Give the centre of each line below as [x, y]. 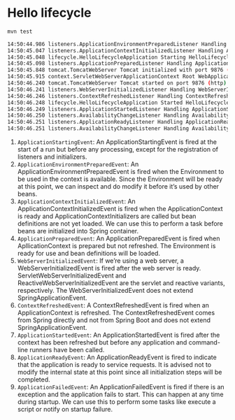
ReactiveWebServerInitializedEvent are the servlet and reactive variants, [121, 283]
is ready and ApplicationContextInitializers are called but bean [107, 216]
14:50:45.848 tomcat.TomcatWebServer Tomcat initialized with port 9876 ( [119, 70]
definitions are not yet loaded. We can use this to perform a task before [120, 224]
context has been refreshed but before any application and [102, 342]
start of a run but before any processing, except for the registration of [118, 150]
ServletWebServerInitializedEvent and [72, 276]
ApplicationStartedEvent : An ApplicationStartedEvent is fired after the [119, 335]
